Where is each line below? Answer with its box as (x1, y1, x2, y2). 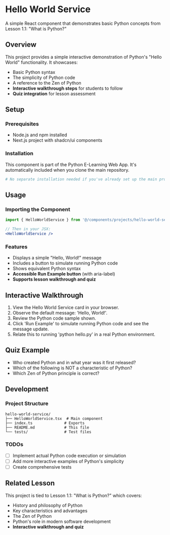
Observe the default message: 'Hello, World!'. (12, 310, 108, 316)
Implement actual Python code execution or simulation (12, 452, 126, 458)
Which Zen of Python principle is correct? (12, 370, 100, 376)
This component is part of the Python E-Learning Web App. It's (5, 161, 137, 168)
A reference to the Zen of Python (12, 80, 82, 86)
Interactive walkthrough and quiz (12, 523, 84, 530)
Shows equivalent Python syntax (12, 265, 81, 272)
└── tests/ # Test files (5, 429, 92, 434)
